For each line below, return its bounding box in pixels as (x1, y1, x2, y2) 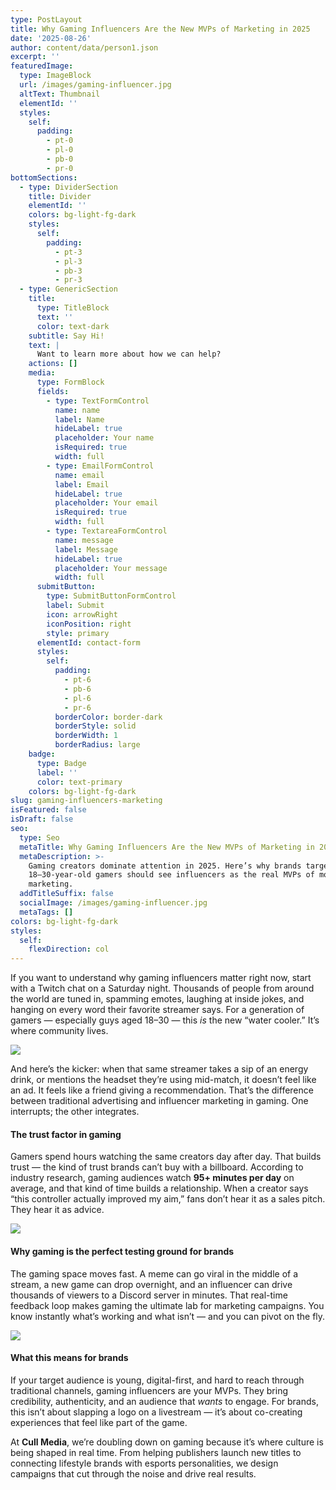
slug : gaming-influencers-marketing (10, 796, 163, 806)
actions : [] (28, 359, 78, 369)
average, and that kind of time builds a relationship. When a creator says (10, 1182, 309, 1195)
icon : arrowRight (46, 609, 118, 620)
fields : (36, 386, 70, 396)
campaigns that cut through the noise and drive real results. (10, 1467, 257, 1480)
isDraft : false (10, 814, 74, 825)
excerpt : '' (10, 52, 60, 62)
